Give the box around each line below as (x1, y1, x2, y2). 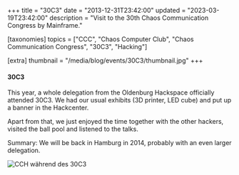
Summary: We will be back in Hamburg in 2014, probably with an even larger (7, 139, 232, 147)
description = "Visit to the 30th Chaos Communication (49, 14, 209, 22)
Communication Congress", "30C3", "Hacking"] (7, 43, 148, 51)
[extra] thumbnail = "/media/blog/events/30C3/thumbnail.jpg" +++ (7, 56, 203, 65)
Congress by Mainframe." (7, 21, 83, 29)
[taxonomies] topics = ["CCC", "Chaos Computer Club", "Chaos (7, 35, 194, 43)
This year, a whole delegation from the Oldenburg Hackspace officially (7, 88, 215, 97)
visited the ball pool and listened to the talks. (7, 124, 139, 134)
